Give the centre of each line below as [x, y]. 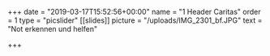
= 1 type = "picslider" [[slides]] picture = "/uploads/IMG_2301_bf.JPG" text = [135, 20]
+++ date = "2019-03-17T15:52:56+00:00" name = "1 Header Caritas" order [134, 12]
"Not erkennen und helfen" [53, 29]
